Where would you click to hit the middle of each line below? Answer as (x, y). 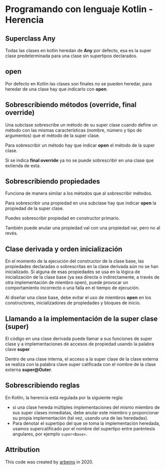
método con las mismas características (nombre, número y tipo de (73, 130)
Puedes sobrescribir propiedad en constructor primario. (62, 218)
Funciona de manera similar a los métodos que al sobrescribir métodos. (79, 193)
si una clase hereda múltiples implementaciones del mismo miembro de (86, 407)
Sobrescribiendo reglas (42, 385)
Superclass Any (30, 38)
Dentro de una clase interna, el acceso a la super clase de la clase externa (82, 359)
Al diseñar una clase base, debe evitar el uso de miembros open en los (78, 298)
